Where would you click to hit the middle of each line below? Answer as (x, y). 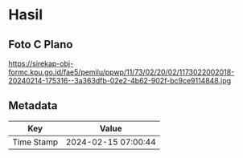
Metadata (33, 106)
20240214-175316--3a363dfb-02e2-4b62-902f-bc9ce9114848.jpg (120, 81)
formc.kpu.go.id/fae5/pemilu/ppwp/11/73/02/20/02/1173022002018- (121, 72)
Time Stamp (35, 142)
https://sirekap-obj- (41, 63)
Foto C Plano (41, 45)
